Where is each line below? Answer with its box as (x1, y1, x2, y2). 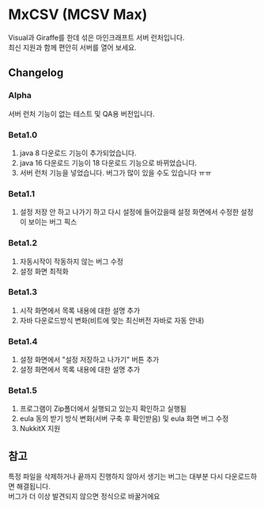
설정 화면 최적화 (19, 266, 69, 276)
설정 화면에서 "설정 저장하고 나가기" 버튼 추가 (19, 355, 160, 365)
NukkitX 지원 (19, 424, 61, 434)
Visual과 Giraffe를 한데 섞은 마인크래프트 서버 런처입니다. (8, 32, 185, 42)
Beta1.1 (8, 188, 36, 199)
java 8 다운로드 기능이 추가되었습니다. (19, 148, 137, 158)
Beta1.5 (8, 385, 38, 396)
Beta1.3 (8, 287, 38, 298)
